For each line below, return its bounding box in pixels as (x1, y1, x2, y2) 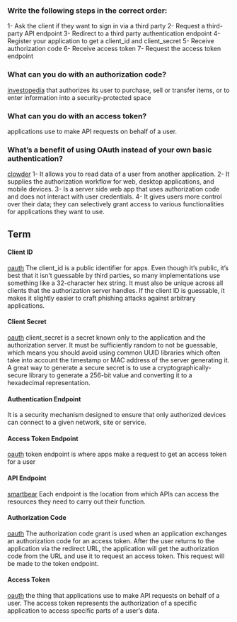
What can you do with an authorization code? (7, 70, 167, 79)
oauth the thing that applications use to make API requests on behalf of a (7, 592, 220, 599)
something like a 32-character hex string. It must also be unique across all (7, 279, 224, 287)
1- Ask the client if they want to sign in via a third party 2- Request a (7, 22, 205, 30)
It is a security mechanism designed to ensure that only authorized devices (7, 411, 226, 419)
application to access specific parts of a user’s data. (7, 606, 160, 615)
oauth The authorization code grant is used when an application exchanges (7, 529, 228, 538)
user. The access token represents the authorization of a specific (7, 599, 197, 607)
